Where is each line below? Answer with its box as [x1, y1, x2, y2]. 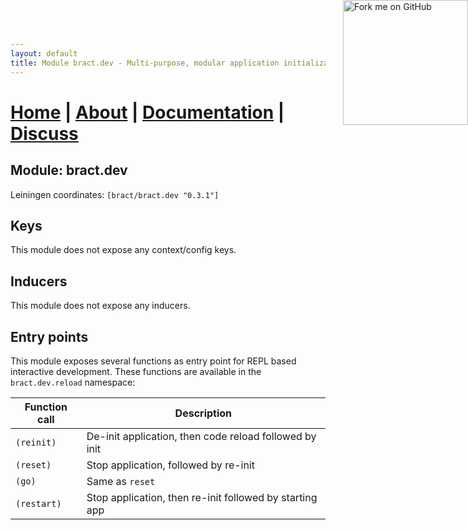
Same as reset [86, 474, 156, 488]
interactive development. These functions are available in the [10, 365, 262, 377]
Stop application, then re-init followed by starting [86, 490, 318, 504]
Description [174, 406, 233, 420]
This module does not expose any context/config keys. [10, 244, 237, 256]
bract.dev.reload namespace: [10, 376, 136, 388]
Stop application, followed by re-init [86, 458, 256, 472]
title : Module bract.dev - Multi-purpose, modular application [10, 58, 280, 68]
